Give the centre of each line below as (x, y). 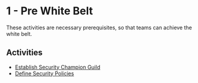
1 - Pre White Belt (50, 11)
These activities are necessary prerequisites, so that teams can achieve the (99, 27)
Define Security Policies (44, 73)
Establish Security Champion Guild (57, 67)
